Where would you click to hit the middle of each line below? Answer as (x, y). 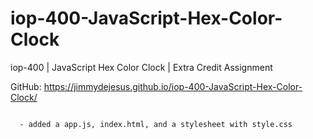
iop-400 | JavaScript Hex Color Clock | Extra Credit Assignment (141, 67)
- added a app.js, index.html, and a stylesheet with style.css (156, 124)
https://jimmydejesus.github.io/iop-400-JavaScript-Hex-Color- (173, 86)
